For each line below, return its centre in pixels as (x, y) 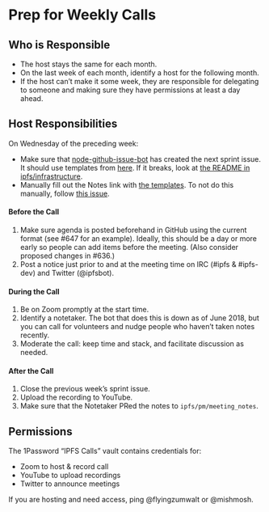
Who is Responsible (59, 45)
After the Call (31, 370)
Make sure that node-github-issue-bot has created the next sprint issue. (140, 159)
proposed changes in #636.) (67, 256)
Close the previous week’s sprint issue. (85, 389)
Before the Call (34, 212)
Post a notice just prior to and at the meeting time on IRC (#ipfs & (128, 264)
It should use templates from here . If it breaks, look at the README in (135, 167)
